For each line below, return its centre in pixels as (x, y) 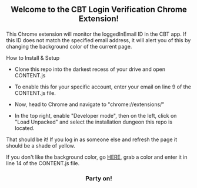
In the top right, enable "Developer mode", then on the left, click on (96, 116)
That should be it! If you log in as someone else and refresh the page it (92, 139)
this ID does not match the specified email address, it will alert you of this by (98, 40)
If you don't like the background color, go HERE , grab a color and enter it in (97, 157)
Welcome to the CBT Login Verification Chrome (99, 10)
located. (24, 128)
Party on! (99, 179)
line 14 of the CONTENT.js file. (43, 163)
